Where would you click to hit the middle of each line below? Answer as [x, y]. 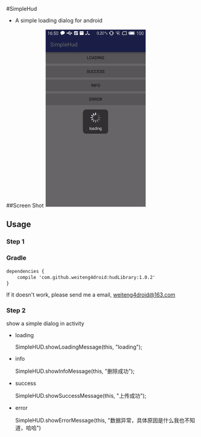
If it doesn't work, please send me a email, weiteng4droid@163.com [91, 294]
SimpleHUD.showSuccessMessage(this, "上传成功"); [81, 395]
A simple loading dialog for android [59, 20]
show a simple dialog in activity [45, 323]
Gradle [16, 258]
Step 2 [16, 310]
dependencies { [25, 271]
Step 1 [15, 241]
